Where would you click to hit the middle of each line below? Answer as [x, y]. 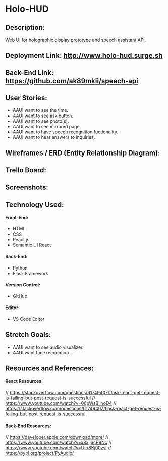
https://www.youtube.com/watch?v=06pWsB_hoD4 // [61, 403]
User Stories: [26, 98]
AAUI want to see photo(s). [41, 121]
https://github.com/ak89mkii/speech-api [72, 81]
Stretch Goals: [28, 335]
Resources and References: [50, 369]
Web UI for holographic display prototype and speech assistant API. [76, 40]
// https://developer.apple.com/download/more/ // [57, 437]
